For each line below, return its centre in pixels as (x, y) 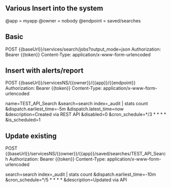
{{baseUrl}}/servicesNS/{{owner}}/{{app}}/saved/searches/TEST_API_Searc (86, 154)
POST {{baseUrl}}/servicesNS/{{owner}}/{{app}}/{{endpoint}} (71, 83)
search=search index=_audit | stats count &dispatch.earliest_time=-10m (81, 174)
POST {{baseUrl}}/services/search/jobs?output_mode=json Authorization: (83, 49)
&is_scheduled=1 (23, 120)
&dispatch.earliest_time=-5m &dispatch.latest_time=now (65, 109)
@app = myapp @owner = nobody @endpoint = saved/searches (73, 20)
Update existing (31, 136)
